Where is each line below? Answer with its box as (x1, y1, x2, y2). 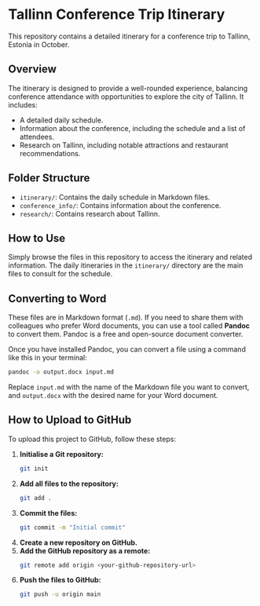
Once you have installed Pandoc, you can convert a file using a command (8, 345, 246, 354)
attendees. (19, 132, 55, 141)
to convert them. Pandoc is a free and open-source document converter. (8, 330, 244, 339)
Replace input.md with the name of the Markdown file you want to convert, (8, 382, 250, 392)
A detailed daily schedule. (19, 115, 104, 125)
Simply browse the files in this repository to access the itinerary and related (8, 253, 253, 262)
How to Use (8, 232, 66, 245)
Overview (8, 63, 57, 76)
